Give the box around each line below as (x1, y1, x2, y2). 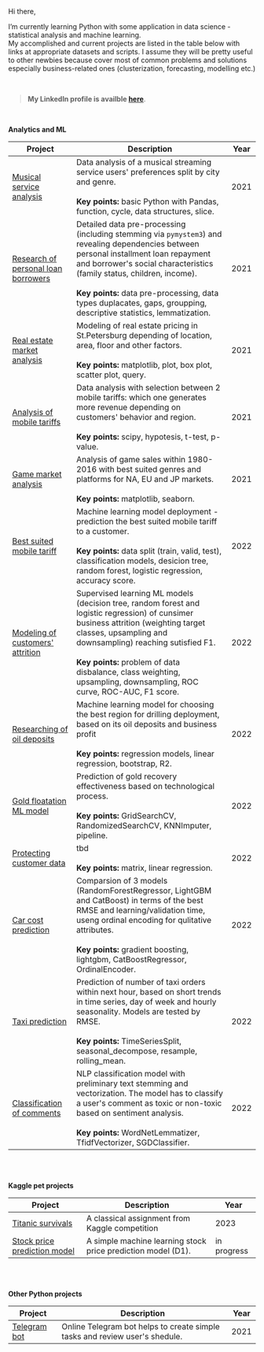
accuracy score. (75, 575, 136, 586)
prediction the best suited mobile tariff (75, 516, 218, 527)
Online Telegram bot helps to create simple (61, 1321, 220, 1332)
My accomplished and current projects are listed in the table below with (8, 39, 240, 48)
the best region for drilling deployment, (75, 709, 220, 720)
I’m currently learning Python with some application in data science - (8, 22, 231, 31)
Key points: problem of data (75, 657, 181, 668)
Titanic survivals (12, 1218, 73, 1228)
